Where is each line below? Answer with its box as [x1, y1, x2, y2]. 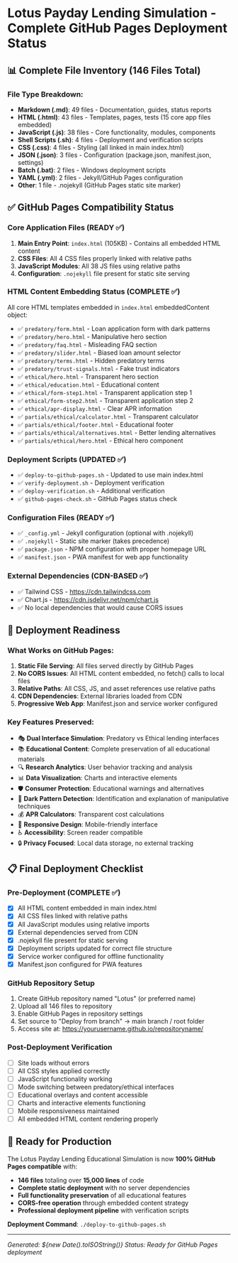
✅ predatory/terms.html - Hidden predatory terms [17, 356, 165, 365]
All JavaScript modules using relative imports [17, 920, 150, 928]
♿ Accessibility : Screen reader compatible [17, 828, 143, 837]
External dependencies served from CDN [17, 928, 138, 936]
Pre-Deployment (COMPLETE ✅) [7, 888, 121, 898]
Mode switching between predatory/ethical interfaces [17, 1082, 175, 1091]
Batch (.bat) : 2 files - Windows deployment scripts [17, 166, 166, 174]
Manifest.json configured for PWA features [17, 960, 143, 968]
